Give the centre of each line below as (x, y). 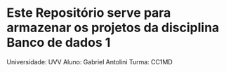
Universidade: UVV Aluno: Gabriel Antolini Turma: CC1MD (89, 62)
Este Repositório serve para (89, 13)
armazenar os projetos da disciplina (113, 28)
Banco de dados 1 (59, 43)
